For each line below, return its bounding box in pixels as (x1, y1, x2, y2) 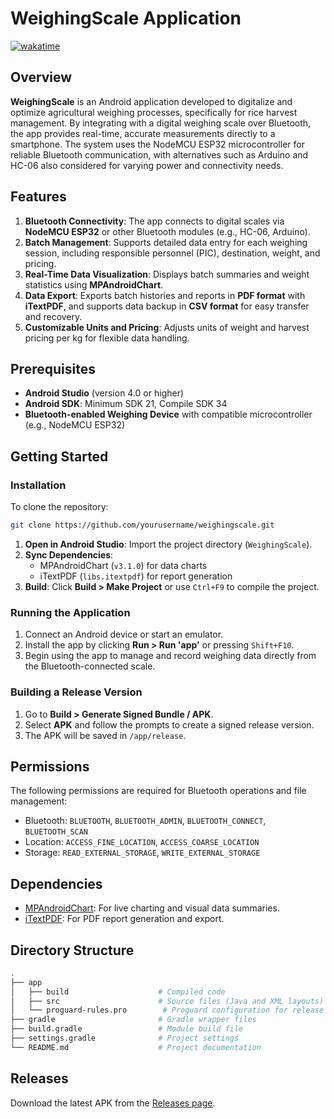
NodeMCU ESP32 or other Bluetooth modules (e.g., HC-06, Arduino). (24, 225, 311, 237)
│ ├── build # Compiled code (10, 987, 226, 997)
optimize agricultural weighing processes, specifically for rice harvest (10, 106, 298, 118)
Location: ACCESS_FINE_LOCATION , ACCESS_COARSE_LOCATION (24, 836, 260, 848)
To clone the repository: (10, 501, 109, 513)
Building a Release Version (10, 685, 143, 699)
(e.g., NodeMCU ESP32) (24, 419, 126, 431)
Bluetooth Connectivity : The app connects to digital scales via (24, 215, 285, 227)
